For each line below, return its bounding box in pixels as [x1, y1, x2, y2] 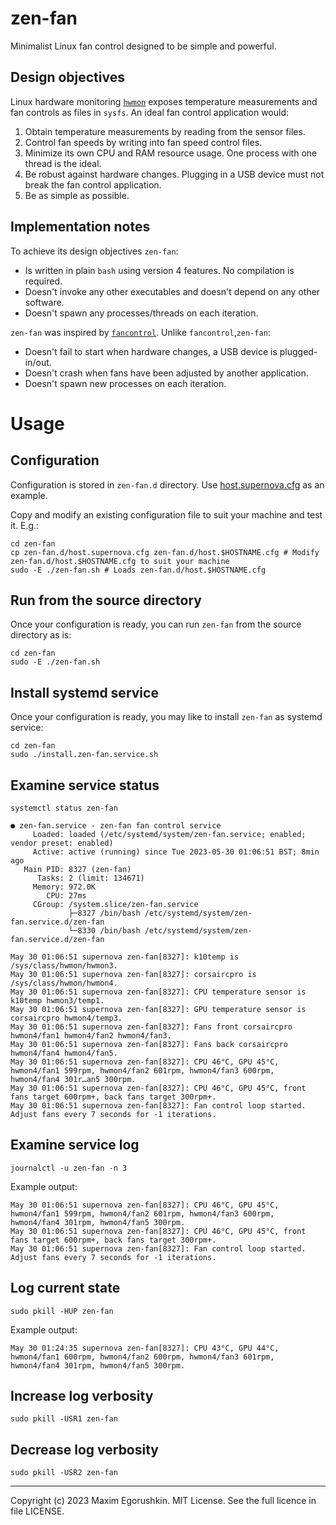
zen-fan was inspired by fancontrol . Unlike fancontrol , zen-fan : [10, 326, 271, 338]
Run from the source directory [10, 592, 202, 609]
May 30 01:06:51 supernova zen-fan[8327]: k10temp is [10, 952, 240, 962]
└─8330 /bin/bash [68, 926, 141, 936]
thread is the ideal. [24, 157, 102, 169]
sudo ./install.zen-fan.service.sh [10, 750, 159, 760]
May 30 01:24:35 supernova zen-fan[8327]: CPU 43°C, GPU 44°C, [10, 1343, 280, 1353]
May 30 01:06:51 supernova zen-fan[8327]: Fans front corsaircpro [10, 1022, 293, 1032]
